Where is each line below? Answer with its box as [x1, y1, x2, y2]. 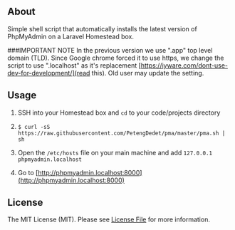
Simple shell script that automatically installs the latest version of [7, 24, 197, 33]
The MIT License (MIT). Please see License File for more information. [7, 215, 210, 224]
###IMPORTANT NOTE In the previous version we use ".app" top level [7, 46, 213, 54]
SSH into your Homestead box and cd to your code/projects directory [17, 108, 221, 117]
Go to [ [17, 168, 38, 177]
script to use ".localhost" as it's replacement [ [7, 61, 141, 70]
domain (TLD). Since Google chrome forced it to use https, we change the [7, 53, 224, 62]
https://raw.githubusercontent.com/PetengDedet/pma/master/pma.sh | [17, 130, 226, 137]
